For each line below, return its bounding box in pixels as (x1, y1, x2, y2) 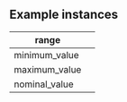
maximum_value (14, 63, 82, 75)
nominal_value (14, 78, 74, 90)
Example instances (9, 7, 119, 22)
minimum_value (14, 48, 79, 61)
